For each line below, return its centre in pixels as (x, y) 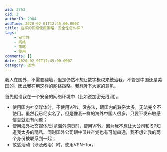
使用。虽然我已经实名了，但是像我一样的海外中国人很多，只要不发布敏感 (86, 114)
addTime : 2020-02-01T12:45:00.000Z (42, 24)
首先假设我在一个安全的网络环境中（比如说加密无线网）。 (63, 97)
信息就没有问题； (30, 120)
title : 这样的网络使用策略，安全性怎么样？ (44, 28)
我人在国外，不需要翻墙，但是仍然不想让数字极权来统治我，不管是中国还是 (81, 80)
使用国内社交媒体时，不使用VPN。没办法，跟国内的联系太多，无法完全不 (86, 107)
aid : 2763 (15, 10)
